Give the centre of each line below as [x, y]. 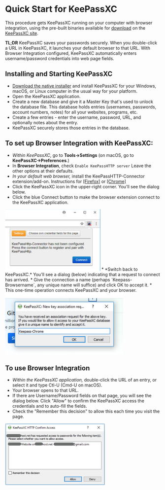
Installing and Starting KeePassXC [59, 74]
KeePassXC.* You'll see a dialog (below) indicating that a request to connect [82, 274]
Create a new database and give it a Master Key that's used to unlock [83, 102]
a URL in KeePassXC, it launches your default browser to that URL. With [78, 48]
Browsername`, [20, 285]
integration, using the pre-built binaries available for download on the [75, 28]
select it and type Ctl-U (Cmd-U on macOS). [57, 385]
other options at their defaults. [43, 171]
